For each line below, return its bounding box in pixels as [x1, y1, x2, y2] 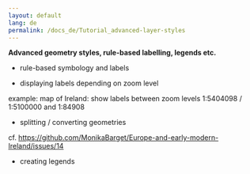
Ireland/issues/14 [8, 142, 64, 151]
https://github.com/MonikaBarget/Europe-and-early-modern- [18, 133, 219, 142]
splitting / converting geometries [19, 118, 127, 127]
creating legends [19, 157, 75, 166]
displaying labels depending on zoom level [19, 78, 159, 88]
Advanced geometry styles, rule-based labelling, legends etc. [8, 48, 217, 58]
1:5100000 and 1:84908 [8, 102, 85, 112]
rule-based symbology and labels [19, 63, 130, 73]
